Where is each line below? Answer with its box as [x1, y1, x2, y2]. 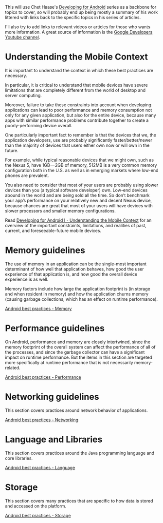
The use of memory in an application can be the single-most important [5, 261, 147, 267]
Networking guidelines [5, 391, 99, 402]
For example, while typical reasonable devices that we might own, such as [5, 157, 154, 163]
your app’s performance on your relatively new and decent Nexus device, [5, 197, 152, 203]
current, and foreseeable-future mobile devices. [5, 228, 101, 233]
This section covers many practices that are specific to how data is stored [5, 498, 153, 504]
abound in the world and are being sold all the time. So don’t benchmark [5, 192, 150, 198]
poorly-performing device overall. [5, 122, 73, 128]
